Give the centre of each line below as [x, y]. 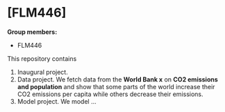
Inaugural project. [42, 72]
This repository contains [42, 58]
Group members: [32, 32]
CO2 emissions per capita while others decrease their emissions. [110, 94]
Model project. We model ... [57, 101]
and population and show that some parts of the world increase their [116, 86]
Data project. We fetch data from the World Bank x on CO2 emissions [118, 79]
